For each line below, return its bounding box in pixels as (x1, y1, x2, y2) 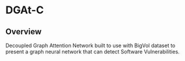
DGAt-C (5, 3, 44, 17)
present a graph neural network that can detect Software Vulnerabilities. (5, 48, 180, 55)
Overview (5, 27, 42, 37)
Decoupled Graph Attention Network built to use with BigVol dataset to (5, 42, 176, 49)
